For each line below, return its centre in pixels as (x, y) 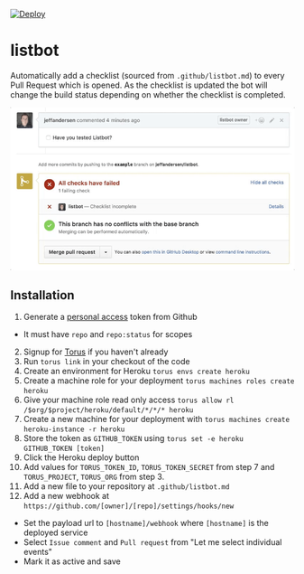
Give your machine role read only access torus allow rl (129, 400)
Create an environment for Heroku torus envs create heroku (137, 372)
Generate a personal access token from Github (110, 317)
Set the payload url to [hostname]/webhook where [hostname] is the (146, 523)
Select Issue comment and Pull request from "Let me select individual (152, 542)
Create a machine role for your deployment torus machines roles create (159, 381)
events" (38, 552)
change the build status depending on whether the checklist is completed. (148, 94)
